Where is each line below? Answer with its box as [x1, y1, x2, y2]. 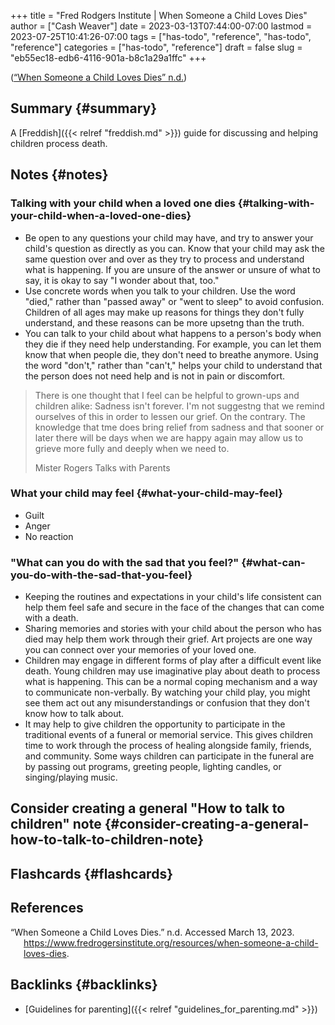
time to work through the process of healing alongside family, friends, [24, 740, 312, 752]
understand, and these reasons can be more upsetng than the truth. [24, 316, 305, 329]
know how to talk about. [24, 708, 125, 720]
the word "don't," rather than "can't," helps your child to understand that [24, 359, 323, 371]
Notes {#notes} [10, 166, 109, 184]
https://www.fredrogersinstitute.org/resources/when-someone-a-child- [23, 936, 319, 949]
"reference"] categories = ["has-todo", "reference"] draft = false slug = [10, 41, 303, 53]
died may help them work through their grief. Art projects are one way [24, 633, 313, 645]
